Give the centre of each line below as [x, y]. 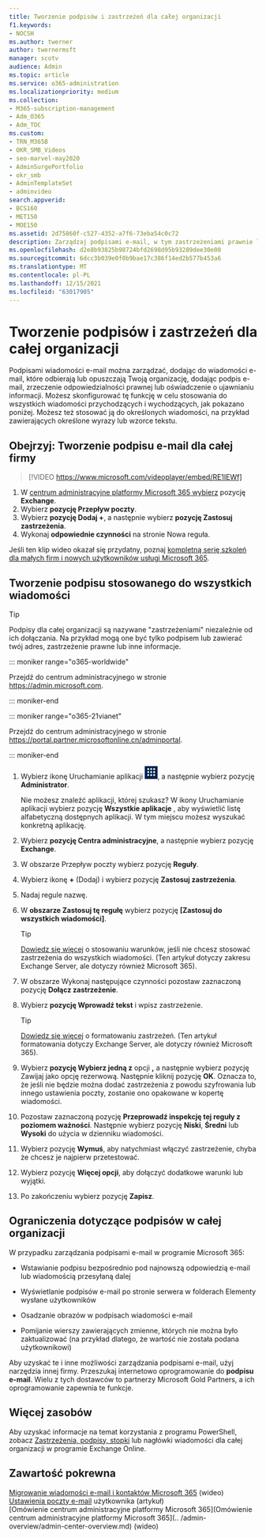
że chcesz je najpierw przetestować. [80, 1157]
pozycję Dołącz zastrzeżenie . [69, 990]
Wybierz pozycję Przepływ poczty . [79, 509]
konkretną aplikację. [53, 825]
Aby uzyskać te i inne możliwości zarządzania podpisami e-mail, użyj [121, 1363]
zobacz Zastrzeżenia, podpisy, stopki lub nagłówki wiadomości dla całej [126, 1440]
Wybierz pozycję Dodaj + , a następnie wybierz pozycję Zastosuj [126, 518]
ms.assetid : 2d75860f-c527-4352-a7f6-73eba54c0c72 [94, 233]
